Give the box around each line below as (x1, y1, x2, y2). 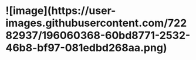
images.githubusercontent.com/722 (5, 16, 187, 30)
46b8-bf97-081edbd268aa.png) (5, 41, 167, 55)
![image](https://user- (5, 4, 116, 17)
